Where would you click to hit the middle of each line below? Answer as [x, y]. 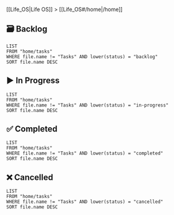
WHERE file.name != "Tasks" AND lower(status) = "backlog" [82, 57]
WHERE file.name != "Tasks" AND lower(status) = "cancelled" [85, 202]
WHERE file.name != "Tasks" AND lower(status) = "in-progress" [88, 105]
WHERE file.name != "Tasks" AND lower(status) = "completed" [85, 154]
